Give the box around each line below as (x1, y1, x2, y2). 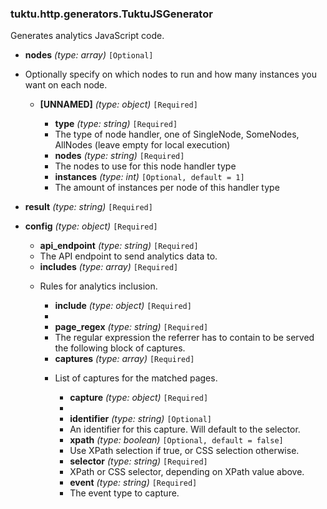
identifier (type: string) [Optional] (69, 413, 212, 425)
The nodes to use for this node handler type (54, 160, 237, 172)
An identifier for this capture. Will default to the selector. (69, 423, 301, 436)
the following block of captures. (54, 342, 186, 354)
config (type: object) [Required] (24, 220, 158, 232)
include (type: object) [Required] (54, 300, 192, 312)
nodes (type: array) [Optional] (24, 49, 154, 61)
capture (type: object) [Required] (69, 392, 209, 404)
